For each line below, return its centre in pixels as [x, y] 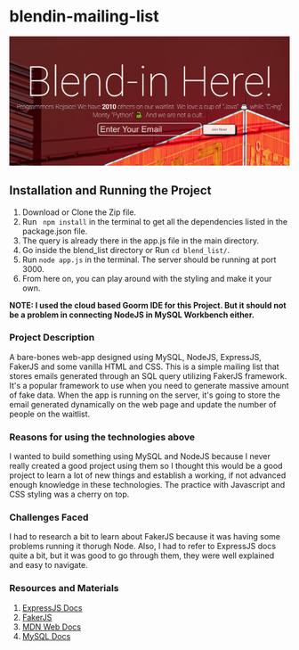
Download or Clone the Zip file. [79, 212]
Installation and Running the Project [110, 190]
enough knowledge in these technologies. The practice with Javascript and [147, 485]
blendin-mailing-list [85, 16]
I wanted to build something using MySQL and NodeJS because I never [140, 457]
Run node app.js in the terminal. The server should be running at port [149, 259]
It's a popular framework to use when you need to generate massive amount [149, 385]
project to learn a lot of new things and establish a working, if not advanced [148, 475]
